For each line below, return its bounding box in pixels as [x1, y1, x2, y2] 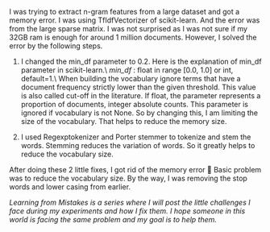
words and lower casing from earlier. [9, 182, 131, 192]
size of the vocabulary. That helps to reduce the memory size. [20, 117, 227, 126]
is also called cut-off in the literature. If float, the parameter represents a [20, 91, 261, 100]
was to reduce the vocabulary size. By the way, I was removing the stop [9, 173, 248, 183]
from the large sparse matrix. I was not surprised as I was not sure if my [9, 24, 248, 33]
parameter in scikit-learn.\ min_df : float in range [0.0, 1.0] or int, [20, 65, 234, 75]
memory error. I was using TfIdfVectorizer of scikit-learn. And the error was [9, 15, 260, 25]
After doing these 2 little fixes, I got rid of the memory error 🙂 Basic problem [9, 165, 262, 174]
